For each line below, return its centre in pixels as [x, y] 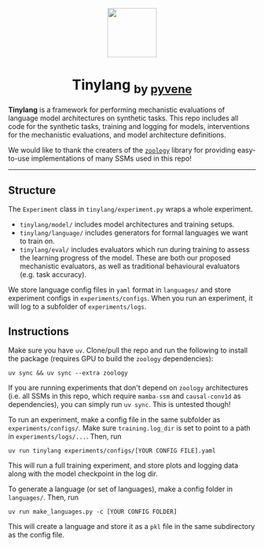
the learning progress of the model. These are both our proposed [125, 258]
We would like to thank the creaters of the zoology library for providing [122, 150]
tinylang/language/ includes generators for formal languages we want [134, 233]
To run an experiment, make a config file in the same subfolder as [114, 419]
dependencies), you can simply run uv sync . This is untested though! [119, 405]
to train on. [37, 241]
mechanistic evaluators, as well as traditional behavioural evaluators [130, 266]
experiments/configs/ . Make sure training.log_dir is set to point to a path [130, 428]
